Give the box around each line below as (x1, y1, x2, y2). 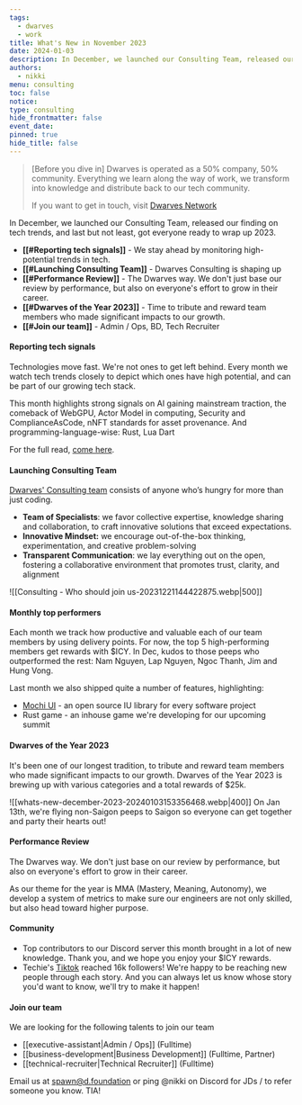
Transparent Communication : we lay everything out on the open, (22, 550, 266, 561)
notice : (9, 96, 39, 106)
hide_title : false (9, 139, 78, 148)
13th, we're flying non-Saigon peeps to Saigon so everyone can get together (9, 806, 292, 817)
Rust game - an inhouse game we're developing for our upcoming (22, 710, 267, 721)
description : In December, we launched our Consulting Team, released (9, 55, 280, 64)
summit (22, 719, 50, 730)
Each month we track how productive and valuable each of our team (9, 627, 262, 638)
